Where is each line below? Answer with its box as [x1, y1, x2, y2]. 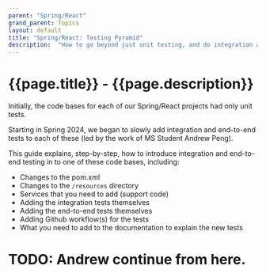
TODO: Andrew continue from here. [8, 251, 246, 269]
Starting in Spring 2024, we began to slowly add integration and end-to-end [8, 125, 256, 135]
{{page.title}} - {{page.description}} [8, 75, 254, 93]
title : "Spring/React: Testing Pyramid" [8, 33, 144, 42]
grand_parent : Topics [8, 19, 80, 27]
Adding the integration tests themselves [19, 198, 150, 207]
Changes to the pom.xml [19, 173, 101, 182]
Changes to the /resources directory [19, 181, 139, 191]
